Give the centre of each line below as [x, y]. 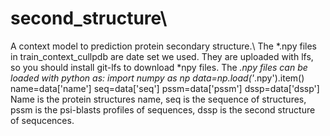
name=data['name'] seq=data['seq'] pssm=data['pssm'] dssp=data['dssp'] [165, 88]
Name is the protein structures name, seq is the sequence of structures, [158, 99]
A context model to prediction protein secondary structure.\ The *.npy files [163, 46]
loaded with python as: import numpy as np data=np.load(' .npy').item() [157, 78]
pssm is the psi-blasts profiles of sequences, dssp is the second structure [163, 109]
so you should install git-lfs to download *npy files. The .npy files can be [159, 67]
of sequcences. [42, 120]
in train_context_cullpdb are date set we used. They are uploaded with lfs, [162, 56]
